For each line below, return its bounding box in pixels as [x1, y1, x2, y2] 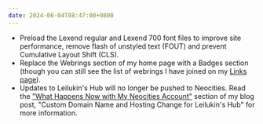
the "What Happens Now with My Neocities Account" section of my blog [19, 91, 255, 100]
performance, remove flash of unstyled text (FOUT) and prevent [19, 41, 227, 51]
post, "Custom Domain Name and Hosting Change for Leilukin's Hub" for [19, 100, 255, 109]
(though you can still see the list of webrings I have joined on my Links [19, 66, 247, 75]
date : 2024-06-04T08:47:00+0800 [8, 11, 114, 20]
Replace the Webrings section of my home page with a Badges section [19, 58, 249, 67]
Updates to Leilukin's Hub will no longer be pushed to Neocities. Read [19, 83, 246, 93]
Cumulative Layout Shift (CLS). [19, 49, 119, 59]
